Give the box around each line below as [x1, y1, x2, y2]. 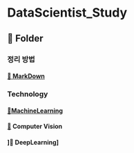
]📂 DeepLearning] [7, 138, 59, 146]
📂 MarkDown [7, 72, 45, 80]
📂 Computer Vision [7, 123, 63, 131]
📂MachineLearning [7, 106, 64, 115]
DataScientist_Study [7, 5, 128, 21]
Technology [7, 89, 48, 99]
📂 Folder [7, 33, 44, 44]
